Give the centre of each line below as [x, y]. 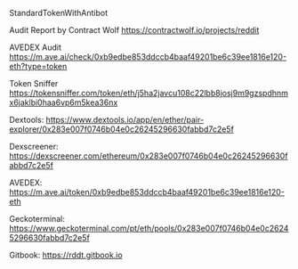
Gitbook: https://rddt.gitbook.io [66, 255]
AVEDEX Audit [36, 47]
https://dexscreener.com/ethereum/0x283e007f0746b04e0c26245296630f [149, 156]
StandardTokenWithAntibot [59, 13]
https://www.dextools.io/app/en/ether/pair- [125, 120]
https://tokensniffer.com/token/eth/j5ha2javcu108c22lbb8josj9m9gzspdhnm [149, 93]
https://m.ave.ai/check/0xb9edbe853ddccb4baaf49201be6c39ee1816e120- [148, 57]
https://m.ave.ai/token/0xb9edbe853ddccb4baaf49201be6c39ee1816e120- [147, 192]
